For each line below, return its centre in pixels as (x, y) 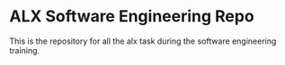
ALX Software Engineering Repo (132, 16)
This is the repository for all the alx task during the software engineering (143, 41)
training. (25, 50)
